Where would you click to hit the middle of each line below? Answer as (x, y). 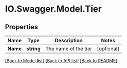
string (33, 49)
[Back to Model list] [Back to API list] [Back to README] (61, 61)
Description (69, 41)
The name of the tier (69, 49)
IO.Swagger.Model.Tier (53, 9)
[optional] (108, 49)
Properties (22, 27)
